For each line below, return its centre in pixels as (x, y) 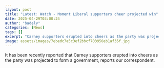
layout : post (18, 9)
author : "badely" (23, 23)
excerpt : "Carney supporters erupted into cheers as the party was (75, 37)
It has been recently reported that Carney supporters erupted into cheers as (82, 55)
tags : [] (14, 32)
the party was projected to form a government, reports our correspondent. (80, 60)
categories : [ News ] (25, 28)
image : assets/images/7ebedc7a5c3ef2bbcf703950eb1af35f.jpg (68, 41)
